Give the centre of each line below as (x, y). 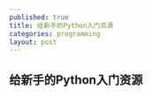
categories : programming (55, 33)
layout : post (33, 42)
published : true (39, 17)
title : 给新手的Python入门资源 (61, 26)
